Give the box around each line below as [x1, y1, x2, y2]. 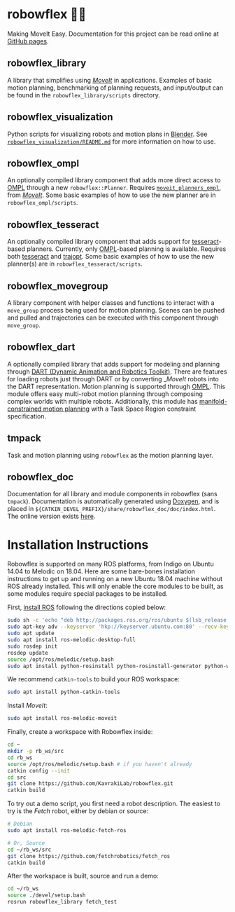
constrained [7, 404, 42, 413]
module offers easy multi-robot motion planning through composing [7, 389, 203, 398]
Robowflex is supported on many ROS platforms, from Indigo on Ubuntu [7, 560, 215, 569]
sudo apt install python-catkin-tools [7, 688, 120, 696]
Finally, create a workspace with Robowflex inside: [7, 728, 153, 736]
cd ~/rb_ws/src [7, 846, 52, 853]
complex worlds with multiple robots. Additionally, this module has [7, 397, 198, 405]
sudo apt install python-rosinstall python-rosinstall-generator [7, 662, 201, 669]
